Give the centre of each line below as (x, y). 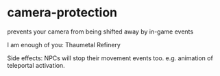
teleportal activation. (36, 65)
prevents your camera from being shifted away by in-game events (100, 31)
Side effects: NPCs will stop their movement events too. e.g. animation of (110, 58)
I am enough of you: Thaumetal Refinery (64, 45)
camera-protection (62, 13)
